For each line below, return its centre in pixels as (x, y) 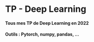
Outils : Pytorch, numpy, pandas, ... (42, 34)
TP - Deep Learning (46, 9)
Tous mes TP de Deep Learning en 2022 (47, 23)
